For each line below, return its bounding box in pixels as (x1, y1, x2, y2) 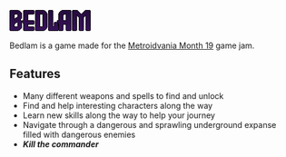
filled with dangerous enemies (22, 129, 136, 140)
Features (9, 66, 61, 82)
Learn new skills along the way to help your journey (22, 110, 216, 121)
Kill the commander (22, 138, 99, 150)
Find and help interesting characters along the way (22, 100, 213, 111)
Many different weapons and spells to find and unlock (22, 90, 224, 101)
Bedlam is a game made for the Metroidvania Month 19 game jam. (9, 40, 255, 51)
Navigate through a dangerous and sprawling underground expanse (22, 119, 277, 130)
